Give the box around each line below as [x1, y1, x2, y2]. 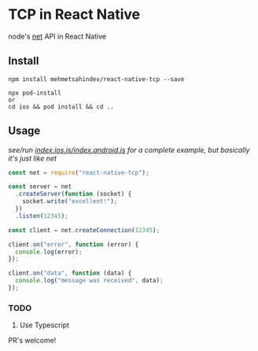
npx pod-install [8, 89, 61, 97]
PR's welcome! [8, 336, 57, 345]
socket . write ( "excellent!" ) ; [22, 198, 118, 205]
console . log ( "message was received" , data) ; [15, 277, 164, 285]
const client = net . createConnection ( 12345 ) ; [8, 226, 160, 234]
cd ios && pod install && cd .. [8, 102, 114, 111]
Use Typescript [19, 320, 69, 330]
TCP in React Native [8, 6, 140, 24]
